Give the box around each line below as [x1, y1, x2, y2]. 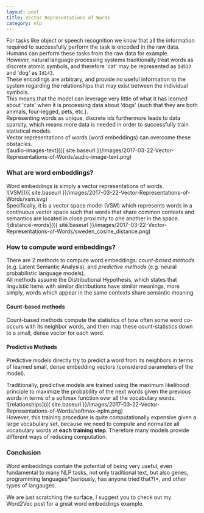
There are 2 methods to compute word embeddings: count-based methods [6, 256, 195, 263]
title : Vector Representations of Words [6, 15, 111, 21]
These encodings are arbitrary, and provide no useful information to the [6, 75, 186, 83]
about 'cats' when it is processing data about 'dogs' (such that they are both [6, 102, 198, 109]
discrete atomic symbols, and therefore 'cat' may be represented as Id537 [6, 63, 192, 70]
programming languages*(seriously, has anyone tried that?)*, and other [6, 475, 186, 483]
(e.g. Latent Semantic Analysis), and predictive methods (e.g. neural [6, 263, 177, 270]
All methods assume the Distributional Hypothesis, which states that [6, 276, 178, 283]
